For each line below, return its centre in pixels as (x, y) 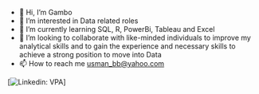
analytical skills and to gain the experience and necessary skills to (127, 46)
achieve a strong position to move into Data (90, 55)
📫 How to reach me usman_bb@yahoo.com (92, 63)
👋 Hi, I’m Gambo (45, 12)
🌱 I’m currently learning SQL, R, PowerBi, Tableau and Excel (117, 29)
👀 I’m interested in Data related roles (78, 21)
